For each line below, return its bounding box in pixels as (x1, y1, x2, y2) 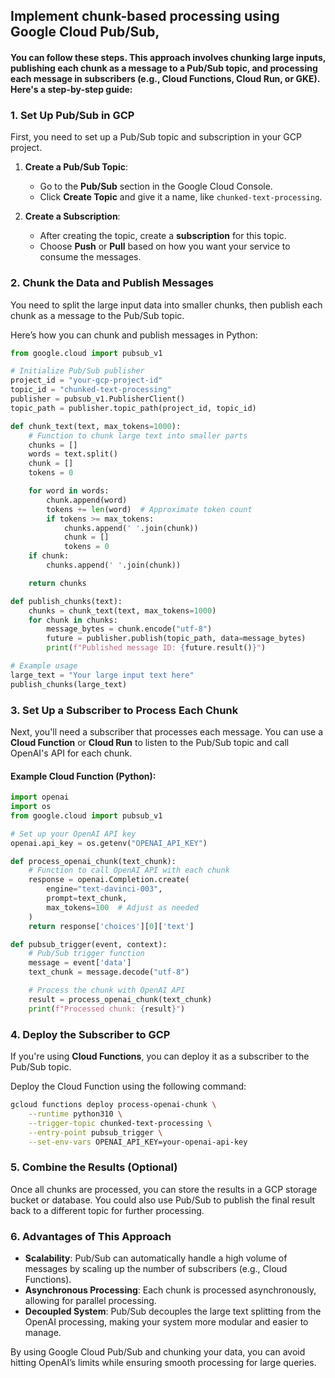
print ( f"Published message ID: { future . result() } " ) (46, 643, 267, 653)
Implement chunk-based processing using (10, 8, 280, 25)
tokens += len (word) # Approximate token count (46, 504, 253, 514)
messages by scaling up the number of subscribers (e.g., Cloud (24, 1262, 288, 1274)
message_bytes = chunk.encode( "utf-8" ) (46, 624, 213, 634)
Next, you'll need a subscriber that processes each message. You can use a (10, 726, 324, 738)
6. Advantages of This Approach (10, 1229, 172, 1243)
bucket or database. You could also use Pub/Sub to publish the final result (10, 1194, 316, 1206)
